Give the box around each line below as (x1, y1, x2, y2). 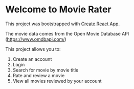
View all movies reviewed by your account (12, 78, 102, 84)
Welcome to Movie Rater (5, 4, 111, 15)
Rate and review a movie (12, 72, 65, 78)
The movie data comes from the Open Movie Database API (5, 30, 129, 37)
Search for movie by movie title (12, 67, 79, 73)
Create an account (12, 56, 52, 62)
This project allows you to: (5, 46, 61, 52)
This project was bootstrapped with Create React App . (5, 21, 120, 27)
